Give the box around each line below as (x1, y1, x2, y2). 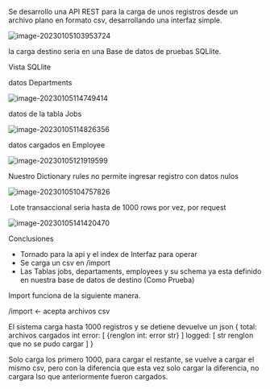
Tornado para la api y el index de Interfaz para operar (19, 250, 197, 259)
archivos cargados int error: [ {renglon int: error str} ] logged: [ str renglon (8, 330, 254, 340)
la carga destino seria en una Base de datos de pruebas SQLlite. (8, 47, 222, 56)
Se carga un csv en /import (19, 258, 111, 267)
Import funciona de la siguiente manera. (8, 291, 141, 300)
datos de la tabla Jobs (8, 109, 82, 118)
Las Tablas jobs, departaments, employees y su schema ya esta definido (19, 267, 262, 276)
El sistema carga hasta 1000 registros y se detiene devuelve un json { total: (8, 322, 258, 331)
